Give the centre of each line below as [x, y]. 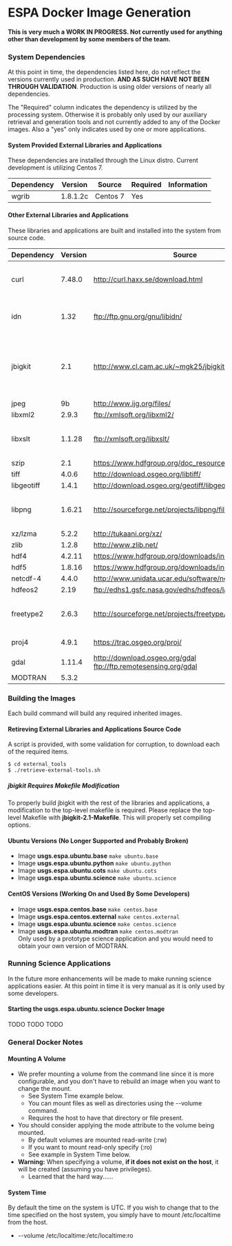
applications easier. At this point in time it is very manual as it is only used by [116, 986]
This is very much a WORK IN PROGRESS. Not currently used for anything [115, 32]
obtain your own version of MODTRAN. [73, 945]
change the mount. [44, 1089]
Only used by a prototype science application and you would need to [115, 938]
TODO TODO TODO [36, 1025]
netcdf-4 [27, 579]
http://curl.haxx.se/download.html [148, 279]
